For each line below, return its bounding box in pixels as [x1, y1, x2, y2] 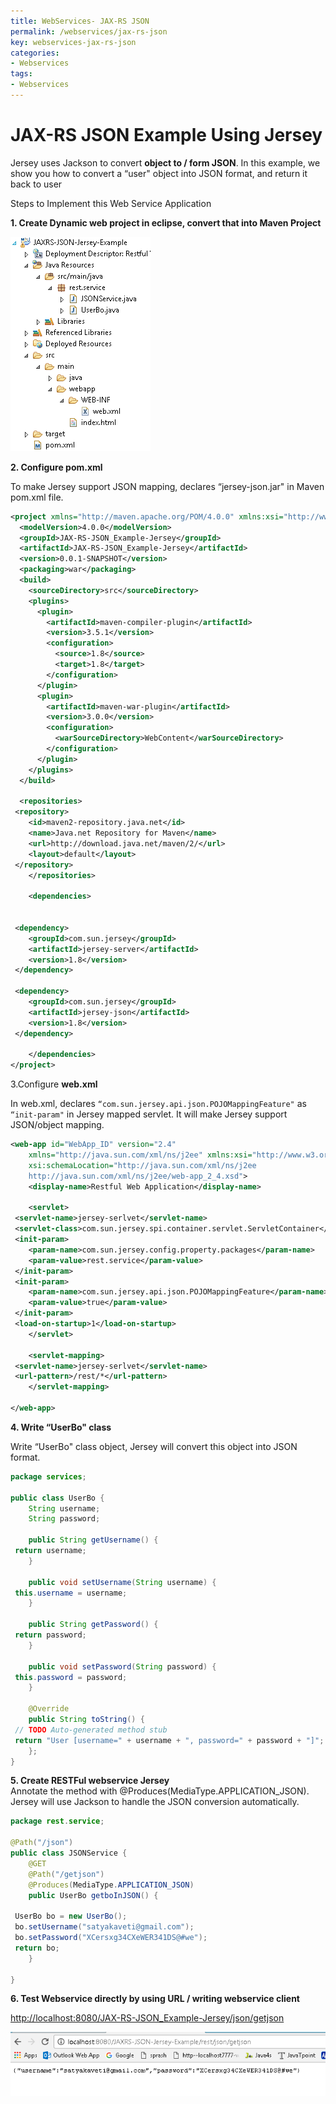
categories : [10, 48, 60, 58]
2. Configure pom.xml [10, 461, 103, 473]
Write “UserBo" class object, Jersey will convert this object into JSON [10, 1440, 298, 1452]
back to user [10, 178, 63, 190]
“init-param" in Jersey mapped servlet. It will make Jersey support [10, 1108, 288, 1120]
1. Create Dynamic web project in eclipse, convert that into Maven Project [10, 216, 322, 229]
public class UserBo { [10, 1493, 105, 1503]
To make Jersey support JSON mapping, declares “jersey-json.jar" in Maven [10, 480, 325, 492]
